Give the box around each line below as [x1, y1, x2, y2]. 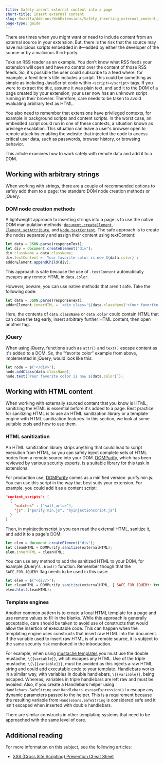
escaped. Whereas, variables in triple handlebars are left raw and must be [5, 677, 154, 682]
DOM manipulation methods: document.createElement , [5, 222, 113, 227]
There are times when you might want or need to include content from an [5, 34, 152, 40]
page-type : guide [5, 21, 41, 26]
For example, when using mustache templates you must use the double [5, 650, 149, 657]
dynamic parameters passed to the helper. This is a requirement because [5, 692, 152, 698]
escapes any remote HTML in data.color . [5, 274, 89, 280]
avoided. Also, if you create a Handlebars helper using [5, 681, 114, 687]
